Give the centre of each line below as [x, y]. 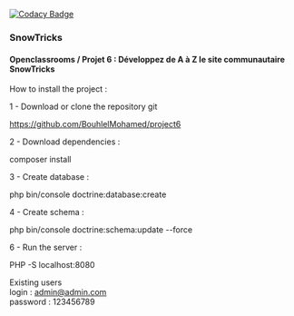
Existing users [36, 282]
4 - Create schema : [47, 212]
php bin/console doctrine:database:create [88, 194]
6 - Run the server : [46, 247]
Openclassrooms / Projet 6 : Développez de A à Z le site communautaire [147, 59]
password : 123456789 [52, 302]
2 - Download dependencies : [65, 142]
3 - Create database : [49, 177]
